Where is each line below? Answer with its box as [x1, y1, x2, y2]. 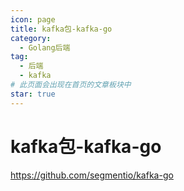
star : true [10, 89, 56, 99]
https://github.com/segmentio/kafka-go [10, 169, 174, 181]
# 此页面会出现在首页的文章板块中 [10, 80, 132, 90]
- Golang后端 [19, 42, 71, 53]
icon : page [10, 14, 56, 25]
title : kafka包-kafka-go [10, 24, 113, 34]
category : [10, 33, 52, 43]
